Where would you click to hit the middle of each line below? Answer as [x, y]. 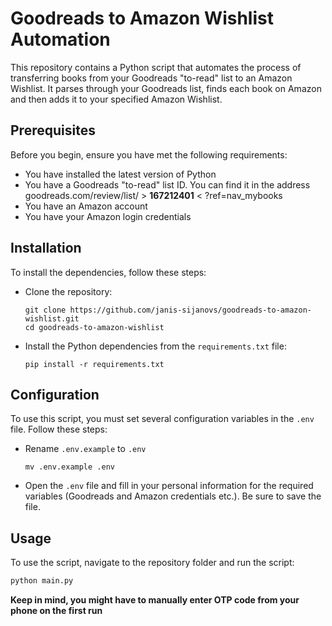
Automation [60, 39]
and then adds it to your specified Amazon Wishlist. [116, 99]
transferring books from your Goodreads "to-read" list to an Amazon [151, 78]
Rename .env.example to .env [85, 449]
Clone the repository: [68, 291]
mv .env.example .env [69, 467]
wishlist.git [52, 318]
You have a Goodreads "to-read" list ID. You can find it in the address [167, 184]
